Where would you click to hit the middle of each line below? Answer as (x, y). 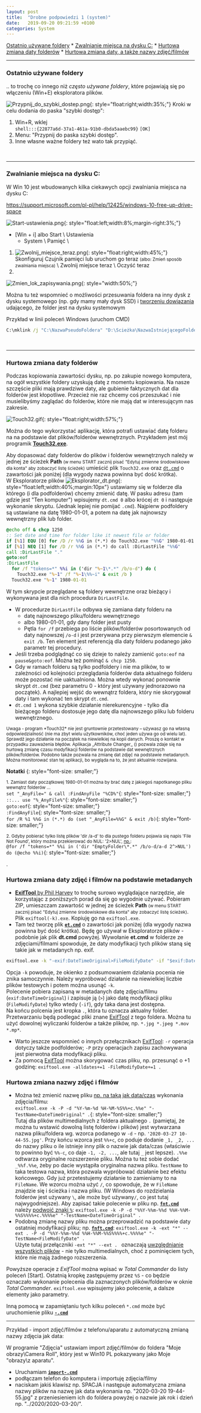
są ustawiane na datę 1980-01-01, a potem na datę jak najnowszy (87, 512)
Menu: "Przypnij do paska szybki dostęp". (66, 135)
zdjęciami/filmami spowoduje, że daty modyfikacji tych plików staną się (103, 944)
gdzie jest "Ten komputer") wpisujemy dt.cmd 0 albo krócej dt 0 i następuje (99, 500)
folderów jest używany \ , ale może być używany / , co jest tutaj (92, 1197)
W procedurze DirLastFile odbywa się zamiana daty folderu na (93, 609)
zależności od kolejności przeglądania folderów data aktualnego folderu (103, 673)
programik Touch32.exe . (37, 443)
